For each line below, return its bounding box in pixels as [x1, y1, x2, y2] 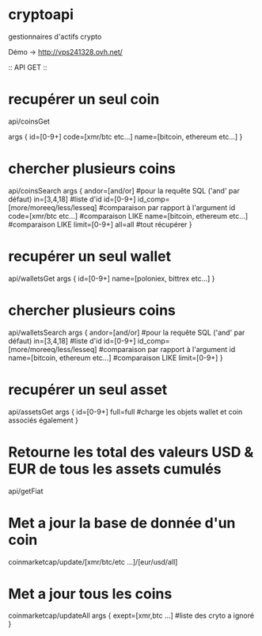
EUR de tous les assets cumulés [8, 460, 222, 477]
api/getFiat [8, 486, 44, 496]
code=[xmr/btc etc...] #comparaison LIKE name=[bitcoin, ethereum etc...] [8, 211, 249, 220]
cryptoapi [8, 6, 74, 24]
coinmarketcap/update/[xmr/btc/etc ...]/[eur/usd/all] [8, 557, 178, 566]
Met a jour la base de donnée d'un [8, 514, 236, 532]
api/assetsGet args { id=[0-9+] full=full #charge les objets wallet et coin [8, 407, 243, 416]
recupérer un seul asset [8, 381, 168, 398]
